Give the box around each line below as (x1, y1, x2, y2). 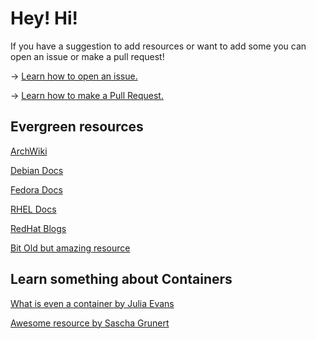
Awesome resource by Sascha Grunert (10, 317, 170, 329)
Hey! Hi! (10, 7, 79, 30)
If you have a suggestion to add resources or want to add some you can (10, 40, 307, 52)
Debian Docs (10, 164, 64, 176)
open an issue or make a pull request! (10, 50, 165, 62)
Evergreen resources (10, 118, 144, 136)
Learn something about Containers (10, 271, 233, 288)
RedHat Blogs (10, 222, 67, 234)
